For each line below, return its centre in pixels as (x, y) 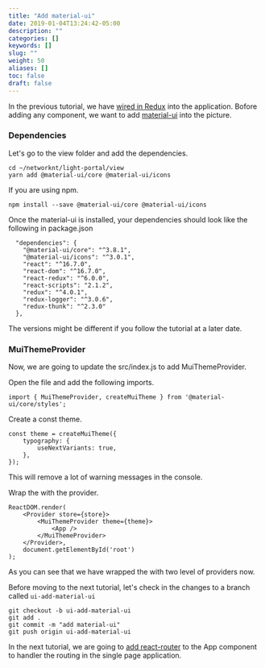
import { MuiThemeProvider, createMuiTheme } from (95, 397)
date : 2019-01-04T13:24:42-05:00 (64, 23)
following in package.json (51, 228)
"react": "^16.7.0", (57, 264)
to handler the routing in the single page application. (95, 656)
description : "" (35, 31)
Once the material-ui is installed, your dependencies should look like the (128, 219)
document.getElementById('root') (79, 550)
